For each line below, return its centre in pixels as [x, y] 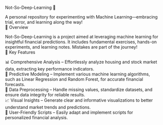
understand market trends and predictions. [48, 107]
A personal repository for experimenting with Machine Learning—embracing [81, 17]
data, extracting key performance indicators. [50, 69]
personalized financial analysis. [36, 117]
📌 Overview [17, 27]
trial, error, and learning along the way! [44, 22]
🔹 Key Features [20, 52]
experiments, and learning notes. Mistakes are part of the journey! [71, 47]
